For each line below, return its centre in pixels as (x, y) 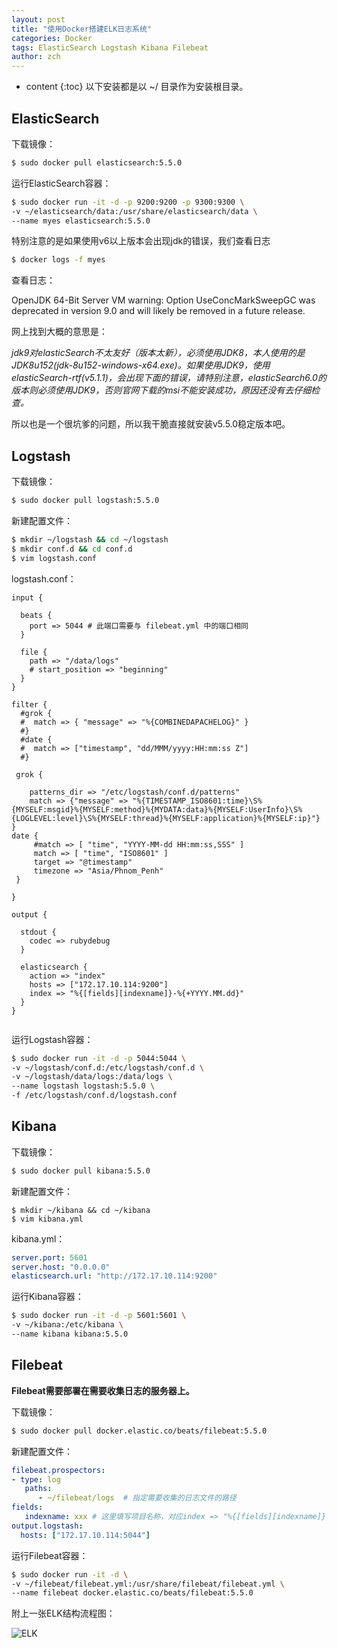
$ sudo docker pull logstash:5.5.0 (85, 501)
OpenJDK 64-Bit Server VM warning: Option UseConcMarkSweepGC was (163, 300)
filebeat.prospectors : (58, 1470)
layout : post (38, 19)
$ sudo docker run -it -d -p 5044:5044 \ (99, 1058)
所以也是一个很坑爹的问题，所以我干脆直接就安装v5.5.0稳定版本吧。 (151, 424)
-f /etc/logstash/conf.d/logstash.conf (94, 1096)
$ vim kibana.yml (47, 1219)
